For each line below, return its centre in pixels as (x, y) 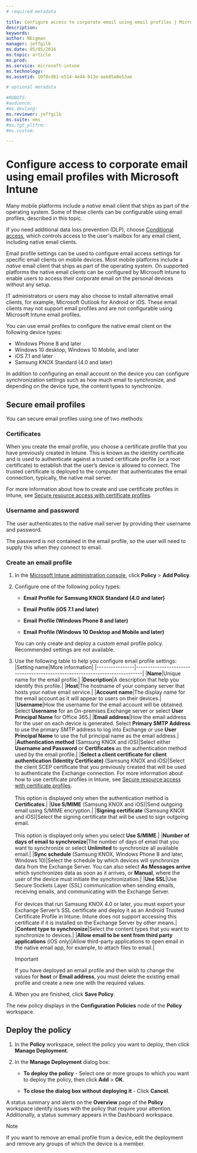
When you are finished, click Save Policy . (65, 994)
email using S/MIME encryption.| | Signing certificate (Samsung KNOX (99, 811)
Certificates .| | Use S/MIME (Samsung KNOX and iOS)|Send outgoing (98, 804)
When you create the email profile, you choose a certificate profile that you (97, 447)
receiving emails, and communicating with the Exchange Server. (92, 891)
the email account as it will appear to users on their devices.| (88, 698)
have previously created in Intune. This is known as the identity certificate (95, 453)
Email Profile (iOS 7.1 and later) (61, 609)
